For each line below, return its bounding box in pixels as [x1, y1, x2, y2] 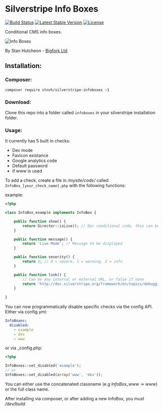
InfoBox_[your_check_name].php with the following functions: [5, 183, 126, 188]
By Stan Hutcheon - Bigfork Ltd [5, 48, 68, 53]
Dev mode [12, 147, 33, 154]
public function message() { [14, 237, 73, 241]
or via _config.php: [5, 345, 43, 351]
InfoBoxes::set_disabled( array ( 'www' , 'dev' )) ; [5, 373, 103, 377]
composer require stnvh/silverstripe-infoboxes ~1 [5, 87, 110, 92]
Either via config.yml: [5, 309, 48, 315]
